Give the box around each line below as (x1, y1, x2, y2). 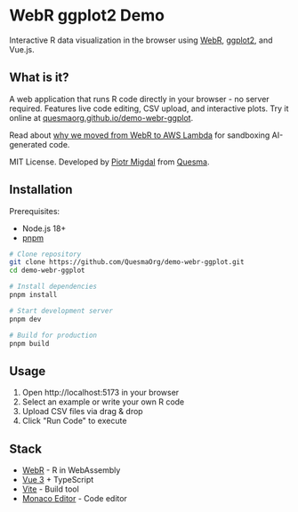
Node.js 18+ (21, 223, 67, 234)
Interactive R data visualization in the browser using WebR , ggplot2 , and (9, 35, 273, 45)
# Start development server (9, 306, 114, 316)
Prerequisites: (9, 205, 60, 216)
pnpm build (9, 339, 50, 348)
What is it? (9, 70, 69, 85)
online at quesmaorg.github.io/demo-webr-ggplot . (9, 112, 194, 123)
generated (9, 139, 47, 149)
